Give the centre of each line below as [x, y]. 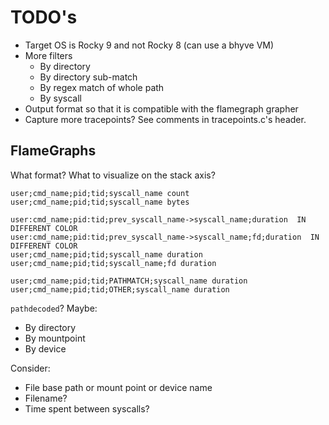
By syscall [60, 98]
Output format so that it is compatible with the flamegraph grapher [161, 108]
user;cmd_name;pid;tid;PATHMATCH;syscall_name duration [129, 281]
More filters [48, 55]
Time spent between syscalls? [87, 408]
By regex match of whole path [102, 87]
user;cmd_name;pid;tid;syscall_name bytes [100, 202]
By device [45, 348]
